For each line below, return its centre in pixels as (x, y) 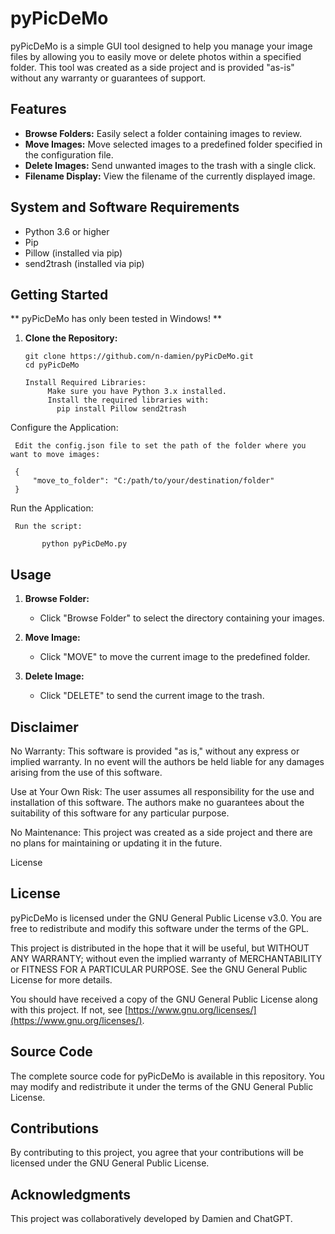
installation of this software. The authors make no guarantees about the (157, 802)
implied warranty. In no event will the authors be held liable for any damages (167, 761)
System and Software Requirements (125, 207)
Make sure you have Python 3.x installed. (137, 392)
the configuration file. (69, 154)
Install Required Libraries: (85, 383)
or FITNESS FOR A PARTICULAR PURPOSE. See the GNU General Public (159, 969)
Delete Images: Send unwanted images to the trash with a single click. (170, 165)
